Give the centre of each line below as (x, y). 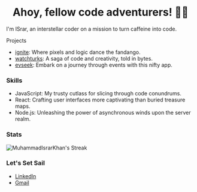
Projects (16, 40)
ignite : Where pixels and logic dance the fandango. (78, 52)
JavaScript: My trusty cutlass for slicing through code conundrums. (98, 94)
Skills (14, 80)
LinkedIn (25, 176)
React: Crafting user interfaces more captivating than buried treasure (100, 100)
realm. (23, 119)
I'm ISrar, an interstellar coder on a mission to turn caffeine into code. (92, 29)
